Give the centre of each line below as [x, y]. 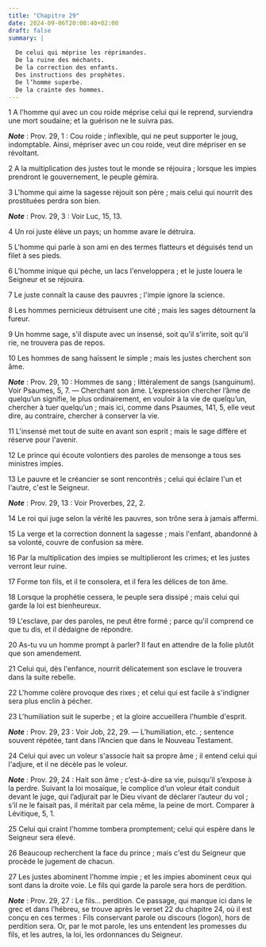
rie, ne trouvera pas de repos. [57, 342]
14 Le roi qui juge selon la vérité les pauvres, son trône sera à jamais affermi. [133, 519]
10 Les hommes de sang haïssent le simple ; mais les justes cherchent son [130, 358]
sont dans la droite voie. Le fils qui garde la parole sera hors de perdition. [128, 886]
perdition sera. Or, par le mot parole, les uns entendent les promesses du [128, 926]
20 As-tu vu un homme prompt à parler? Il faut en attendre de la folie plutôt [131, 645]
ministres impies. [36, 464]
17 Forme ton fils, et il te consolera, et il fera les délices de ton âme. [118, 581]
